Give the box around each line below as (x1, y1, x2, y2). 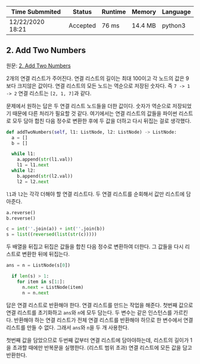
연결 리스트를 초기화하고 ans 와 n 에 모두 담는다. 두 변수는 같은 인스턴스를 (6, 309, 173, 316)
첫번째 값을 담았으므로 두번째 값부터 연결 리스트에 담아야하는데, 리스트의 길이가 (6, 337, 189, 344)
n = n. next (21, 289, 49, 296)
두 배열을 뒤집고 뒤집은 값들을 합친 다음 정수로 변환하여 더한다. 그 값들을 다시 (6, 243, 184, 250)
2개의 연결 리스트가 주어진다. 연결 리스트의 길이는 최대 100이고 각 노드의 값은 (6, 75, 185, 82)
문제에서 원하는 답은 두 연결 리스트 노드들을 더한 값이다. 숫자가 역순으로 (6, 102, 171, 109)
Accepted (68, 21, 96, 29)
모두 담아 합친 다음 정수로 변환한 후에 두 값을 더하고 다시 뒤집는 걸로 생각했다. (12, 117, 192, 124)
